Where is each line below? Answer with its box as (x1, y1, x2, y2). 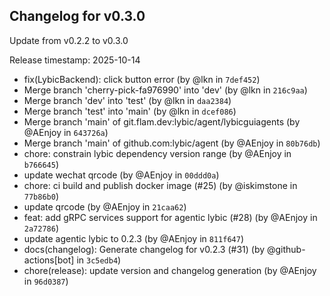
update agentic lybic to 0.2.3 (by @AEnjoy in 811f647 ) (23, 232, 244, 244)
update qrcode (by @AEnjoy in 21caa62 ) (23, 200, 187, 213)
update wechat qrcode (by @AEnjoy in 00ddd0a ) (23, 169, 220, 181)
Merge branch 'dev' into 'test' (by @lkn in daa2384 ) (23, 94, 232, 106)
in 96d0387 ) (23, 275, 69, 287)
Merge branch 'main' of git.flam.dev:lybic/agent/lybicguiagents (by (23, 115, 301, 128)
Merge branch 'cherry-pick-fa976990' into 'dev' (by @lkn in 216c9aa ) (23, 84, 308, 96)
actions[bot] (23, 254, 75, 266)
